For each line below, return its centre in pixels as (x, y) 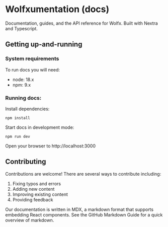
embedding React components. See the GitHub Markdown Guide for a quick (84, 214)
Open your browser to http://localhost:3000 (50, 146)
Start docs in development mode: (40, 127)
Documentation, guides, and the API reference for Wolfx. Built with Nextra (82, 23)
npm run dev (18, 136)
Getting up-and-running (44, 45)
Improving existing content (40, 194)
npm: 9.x (22, 85)
